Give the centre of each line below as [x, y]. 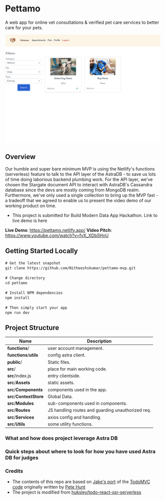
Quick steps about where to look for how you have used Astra [80, 451]
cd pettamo [16, 283]
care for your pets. [24, 27]
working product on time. [31, 206]
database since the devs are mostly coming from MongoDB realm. [72, 190]
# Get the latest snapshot [33, 263]
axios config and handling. [74, 417]
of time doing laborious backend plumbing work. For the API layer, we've [79, 179]
